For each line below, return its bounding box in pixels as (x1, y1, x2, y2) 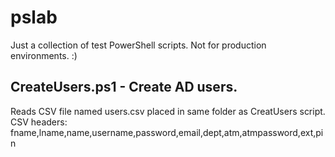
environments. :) (10, 49, 78, 61)
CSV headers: (10, 116, 68, 128)
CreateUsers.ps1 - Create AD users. (10, 79, 238, 96)
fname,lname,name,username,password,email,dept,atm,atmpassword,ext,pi (10, 126, 324, 138)
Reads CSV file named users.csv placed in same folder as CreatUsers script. (10, 105, 326, 117)
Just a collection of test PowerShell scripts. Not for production (10, 39, 267, 51)
